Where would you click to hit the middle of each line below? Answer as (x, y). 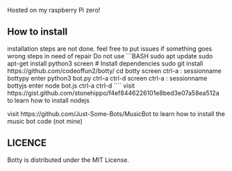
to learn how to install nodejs (49, 100)
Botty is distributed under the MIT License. (68, 160)
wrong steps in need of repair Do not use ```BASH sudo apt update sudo (110, 56)
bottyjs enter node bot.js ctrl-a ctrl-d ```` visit (71, 85)
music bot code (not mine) (45, 121)
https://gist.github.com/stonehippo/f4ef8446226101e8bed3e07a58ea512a (114, 92)
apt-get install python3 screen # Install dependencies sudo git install (105, 63)
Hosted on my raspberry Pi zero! (54, 10)
